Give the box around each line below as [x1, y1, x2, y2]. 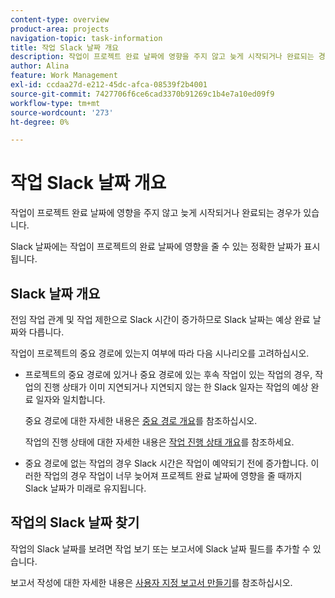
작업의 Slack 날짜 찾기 [10, 514, 140, 531]
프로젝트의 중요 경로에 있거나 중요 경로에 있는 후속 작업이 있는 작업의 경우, [24, 369, 313, 380]
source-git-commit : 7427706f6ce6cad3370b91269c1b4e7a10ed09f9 [10, 89, 275, 99]
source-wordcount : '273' [10, 107, 114, 118]
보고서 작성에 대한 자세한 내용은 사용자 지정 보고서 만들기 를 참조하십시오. [10, 576, 293, 588]
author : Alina [10, 61, 70, 71]
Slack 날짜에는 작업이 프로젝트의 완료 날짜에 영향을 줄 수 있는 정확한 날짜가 [10, 241, 302, 253]
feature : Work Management [10, 71, 118, 81]
